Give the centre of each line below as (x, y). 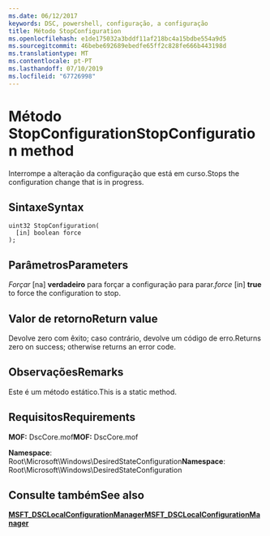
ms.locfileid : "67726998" (52, 76)
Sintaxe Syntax (46, 207)
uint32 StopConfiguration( (54, 226)
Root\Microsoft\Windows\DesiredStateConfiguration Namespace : (117, 461)
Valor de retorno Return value (83, 318)
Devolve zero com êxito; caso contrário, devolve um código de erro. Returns (135, 338)
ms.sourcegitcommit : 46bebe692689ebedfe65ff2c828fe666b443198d (118, 46)
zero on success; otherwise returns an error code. (92, 347)
